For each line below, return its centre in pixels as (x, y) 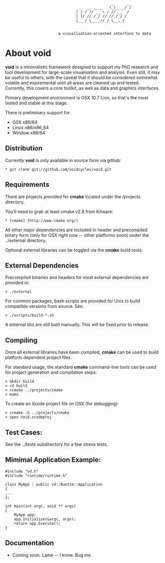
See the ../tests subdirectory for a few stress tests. (57, 444)
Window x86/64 (29, 133)
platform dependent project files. (39, 357)
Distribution (24, 148)
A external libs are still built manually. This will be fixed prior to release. (77, 325)
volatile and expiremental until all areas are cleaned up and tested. (72, 82)
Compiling (21, 340)
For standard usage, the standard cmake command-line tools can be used (81, 367)
